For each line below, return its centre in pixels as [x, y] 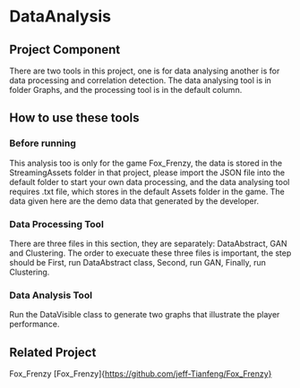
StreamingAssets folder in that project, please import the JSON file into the [147, 173]
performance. [34, 325]
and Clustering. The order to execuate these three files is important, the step [150, 253]
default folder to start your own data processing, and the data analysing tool [150, 181]
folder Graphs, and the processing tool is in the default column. [126, 90]
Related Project [53, 352]
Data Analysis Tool [51, 295]
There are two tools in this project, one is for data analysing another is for [145, 71]
